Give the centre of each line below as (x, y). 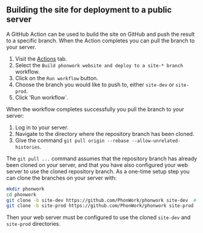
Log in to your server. (42, 127)
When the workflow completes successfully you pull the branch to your (95, 109)
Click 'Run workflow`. (42, 97)
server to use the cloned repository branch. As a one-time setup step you (98, 171)
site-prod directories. (33, 224)
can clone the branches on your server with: (62, 178)
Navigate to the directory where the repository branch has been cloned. (105, 133)
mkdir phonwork (25, 189)
